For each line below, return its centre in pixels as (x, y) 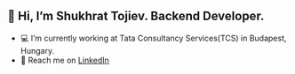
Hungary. (37, 50)
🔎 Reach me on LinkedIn (64, 60)
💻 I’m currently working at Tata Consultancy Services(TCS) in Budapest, (153, 38)
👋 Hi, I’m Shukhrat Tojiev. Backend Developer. (136, 16)
